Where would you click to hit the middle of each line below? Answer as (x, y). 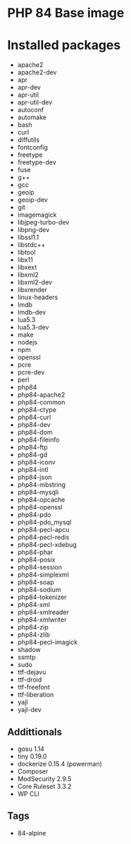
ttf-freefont (34, 687)
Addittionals (35, 732)
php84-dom (35, 433)
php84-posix (36, 560)
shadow (29, 650)
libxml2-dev (35, 282)
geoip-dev (32, 200)
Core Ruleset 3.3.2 (44, 786)
